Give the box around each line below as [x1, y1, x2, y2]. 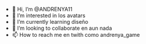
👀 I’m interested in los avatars [11, 12, 86, 19]
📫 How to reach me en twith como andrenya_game [11, 32, 140, 38]
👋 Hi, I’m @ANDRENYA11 [11, 6, 72, 12]
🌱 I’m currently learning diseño [11, 18, 89, 25]
